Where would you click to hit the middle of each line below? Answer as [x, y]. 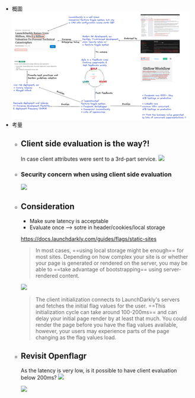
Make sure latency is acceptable [69, 221]
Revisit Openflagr [54, 356]
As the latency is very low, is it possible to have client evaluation [99, 370]
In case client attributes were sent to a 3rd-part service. [89, 159]
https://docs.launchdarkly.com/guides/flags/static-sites [89, 239]
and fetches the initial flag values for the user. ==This [100, 306]
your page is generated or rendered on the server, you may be [111, 263]
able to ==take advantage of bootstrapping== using [99, 269]
